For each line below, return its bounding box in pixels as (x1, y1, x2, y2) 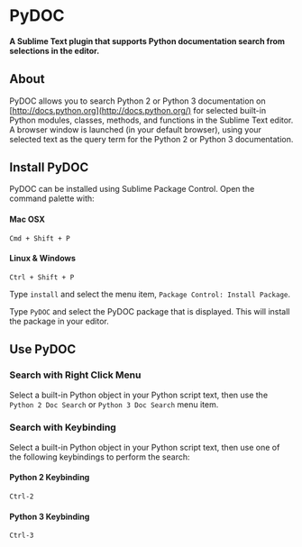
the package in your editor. (9, 315, 110, 326)
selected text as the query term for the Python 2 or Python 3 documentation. (9, 133, 294, 144)
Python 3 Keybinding (9, 511, 90, 522)
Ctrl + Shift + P (9, 272, 75, 282)
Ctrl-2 (9, 492, 34, 501)
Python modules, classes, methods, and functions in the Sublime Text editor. (9, 114, 294, 125)
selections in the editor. (9, 45, 100, 56)
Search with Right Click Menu (9, 369, 142, 381)
